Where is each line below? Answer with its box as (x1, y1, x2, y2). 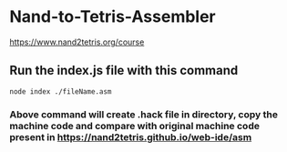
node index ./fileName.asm (9, 86, 112, 96)
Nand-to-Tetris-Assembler (9, 6, 216, 27)
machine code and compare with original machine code (9, 119, 260, 132)
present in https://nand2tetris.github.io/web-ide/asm (9, 130, 252, 143)
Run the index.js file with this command (9, 63, 239, 78)
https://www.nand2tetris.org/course (9, 36, 145, 47)
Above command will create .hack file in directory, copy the (9, 107, 278, 120)
